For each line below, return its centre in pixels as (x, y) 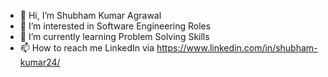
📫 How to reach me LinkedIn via (87, 48)
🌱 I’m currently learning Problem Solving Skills (114, 36)
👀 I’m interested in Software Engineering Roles (115, 26)
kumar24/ (40, 62)
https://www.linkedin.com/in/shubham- (237, 48)
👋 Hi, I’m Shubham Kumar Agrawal (90, 15)
